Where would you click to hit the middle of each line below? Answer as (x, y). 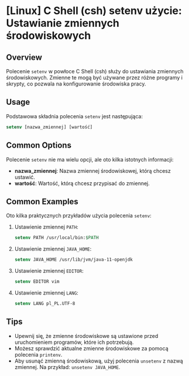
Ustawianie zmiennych (63, 23)
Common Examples (42, 201)
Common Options (39, 146)
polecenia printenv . (38, 354)
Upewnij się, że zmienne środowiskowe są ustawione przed (86, 336)
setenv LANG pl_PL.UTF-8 (45, 303)
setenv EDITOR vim (37, 282)
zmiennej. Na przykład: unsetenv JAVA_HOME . (67, 367)
